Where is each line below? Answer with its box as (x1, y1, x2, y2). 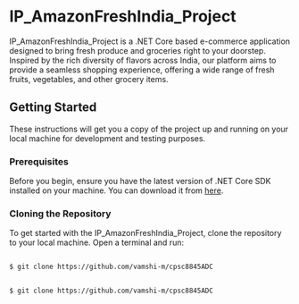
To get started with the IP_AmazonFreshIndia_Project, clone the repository (9, 228, 282, 239)
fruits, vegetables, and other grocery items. (9, 73, 169, 84)
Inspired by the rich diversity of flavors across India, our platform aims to (9, 55, 277, 65)
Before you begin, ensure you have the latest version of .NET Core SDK (9, 176, 271, 187)
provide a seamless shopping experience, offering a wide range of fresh (9, 64, 275, 75)
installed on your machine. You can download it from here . (9, 185, 224, 196)
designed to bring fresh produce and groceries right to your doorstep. (9, 45, 266, 55)
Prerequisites (9, 155, 69, 167)
